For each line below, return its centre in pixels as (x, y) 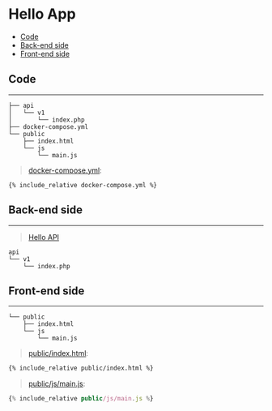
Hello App (42, 14)
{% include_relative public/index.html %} (81, 368)
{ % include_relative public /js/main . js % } (81, 399)
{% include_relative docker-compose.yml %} (83, 185)
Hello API (43, 237)
